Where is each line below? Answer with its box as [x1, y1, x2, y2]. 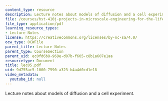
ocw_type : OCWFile [5, 40, 43, 45]
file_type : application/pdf [5, 21, 64, 26]
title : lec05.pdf [5, 63, 41, 68]
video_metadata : [5, 72, 39, 77]
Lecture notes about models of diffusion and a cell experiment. [5, 90, 135, 96]
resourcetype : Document [5, 58, 55, 63]
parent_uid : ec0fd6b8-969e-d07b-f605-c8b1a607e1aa [5, 53, 113, 59]
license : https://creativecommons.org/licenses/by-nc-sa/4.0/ [5, 35, 137, 40]
